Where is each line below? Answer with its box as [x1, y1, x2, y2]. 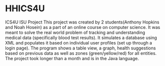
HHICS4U [5, 3, 45, 14]
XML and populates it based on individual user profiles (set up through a [5, 40, 152, 45]
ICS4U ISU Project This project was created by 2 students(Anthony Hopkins [5, 19, 160, 25]
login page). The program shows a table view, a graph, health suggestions [5, 45, 156, 51]
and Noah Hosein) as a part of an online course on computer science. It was [5, 24, 161, 30]
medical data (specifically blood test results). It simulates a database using [5, 35, 157, 41]
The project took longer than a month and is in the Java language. [5, 55, 139, 61]
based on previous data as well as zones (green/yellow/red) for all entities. [5, 50, 157, 56]
